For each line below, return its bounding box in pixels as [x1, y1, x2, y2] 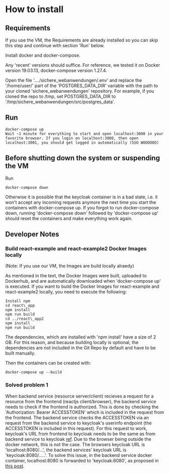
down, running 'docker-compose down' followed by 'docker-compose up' [5, 210, 159, 216]
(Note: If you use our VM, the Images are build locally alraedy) [5, 263, 135, 269]
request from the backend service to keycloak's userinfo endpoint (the [5, 420, 152, 426]
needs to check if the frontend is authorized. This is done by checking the [5, 404, 159, 410]
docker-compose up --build [5, 370, 62, 375]
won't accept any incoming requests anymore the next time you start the [5, 199, 156, 205]
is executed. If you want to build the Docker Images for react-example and [5, 283, 160, 289]
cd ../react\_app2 [5, 316, 44, 322]
